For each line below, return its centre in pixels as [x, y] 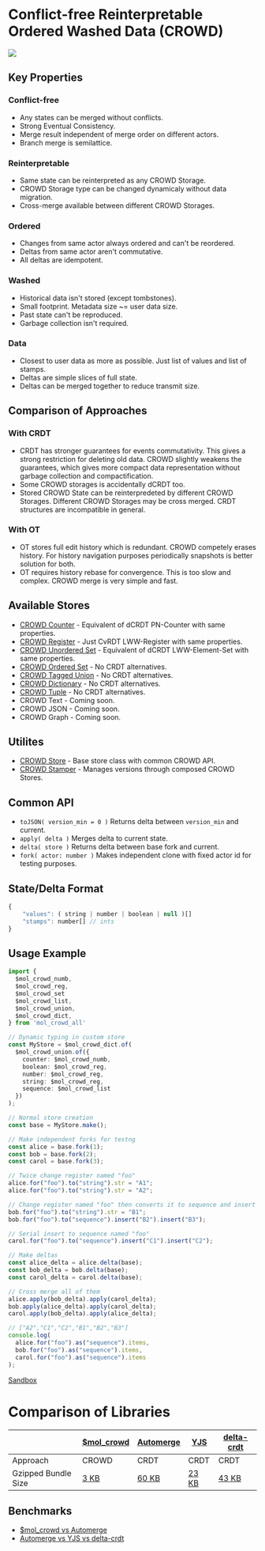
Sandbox [22, 1380]
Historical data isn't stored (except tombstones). [98, 297]
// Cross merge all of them [54, 1292]
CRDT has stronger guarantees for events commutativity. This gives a [132, 450]
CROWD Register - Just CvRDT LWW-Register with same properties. [131, 641]
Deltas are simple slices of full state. [78, 377]
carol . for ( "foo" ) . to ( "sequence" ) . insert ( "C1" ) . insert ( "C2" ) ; [111, 1241]
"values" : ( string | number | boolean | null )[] [107, 914]
